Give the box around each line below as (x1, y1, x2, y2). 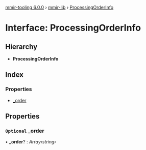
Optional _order (5, 127, 44, 134)
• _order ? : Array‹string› (5, 139, 56, 145)
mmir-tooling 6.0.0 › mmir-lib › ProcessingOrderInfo (5, 5, 114, 10)
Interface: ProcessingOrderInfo (5, 22, 141, 34)
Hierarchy (5, 42, 38, 51)
